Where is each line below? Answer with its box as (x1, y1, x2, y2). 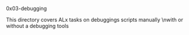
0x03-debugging (6, 5, 47, 12)
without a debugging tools (6, 23, 69, 29)
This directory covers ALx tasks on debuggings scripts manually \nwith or (6, 16, 184, 23)
